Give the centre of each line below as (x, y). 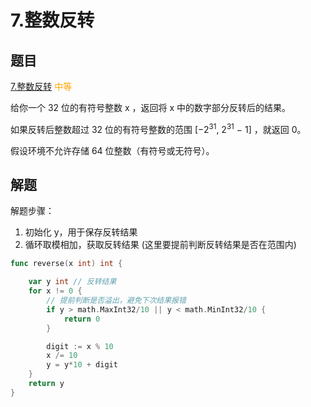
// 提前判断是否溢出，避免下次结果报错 (116, 301)
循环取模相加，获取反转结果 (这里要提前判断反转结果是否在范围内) (160, 245)
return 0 (82, 319)
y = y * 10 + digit (82, 365)
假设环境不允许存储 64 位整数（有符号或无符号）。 (112, 150)
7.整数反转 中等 (41, 86)
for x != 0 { (55, 291)
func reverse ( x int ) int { (66, 264)
